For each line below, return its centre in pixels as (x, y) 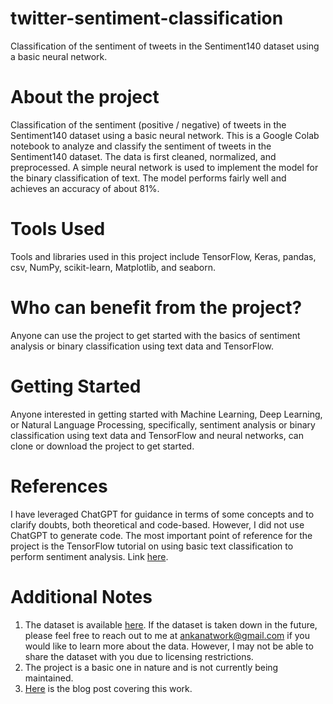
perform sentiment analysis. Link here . (89, 556)
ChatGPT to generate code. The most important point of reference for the (161, 535)
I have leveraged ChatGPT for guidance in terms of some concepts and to (162, 514)
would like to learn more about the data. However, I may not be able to (169, 646)
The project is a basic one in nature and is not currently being (151, 667)
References (59, 486)
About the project (85, 97)
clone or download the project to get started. (102, 446)
